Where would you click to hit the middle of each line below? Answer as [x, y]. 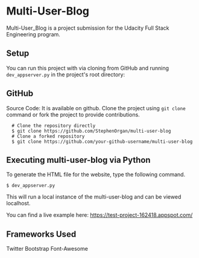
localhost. [18, 203]
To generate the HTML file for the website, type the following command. [96, 174]
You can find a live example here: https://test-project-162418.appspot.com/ [99, 215]
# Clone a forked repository [48, 136]
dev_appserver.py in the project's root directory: [66, 74]
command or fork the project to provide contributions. [73, 114]
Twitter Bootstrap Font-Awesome [47, 249]
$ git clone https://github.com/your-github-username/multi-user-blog [102, 141]
